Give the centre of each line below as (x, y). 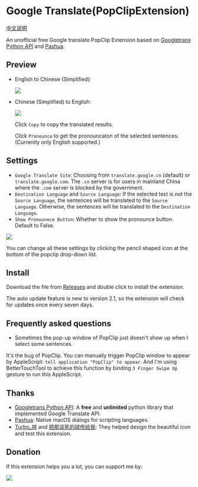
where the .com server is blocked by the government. (79, 187)
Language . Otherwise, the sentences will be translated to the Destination (103, 206)
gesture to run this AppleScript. (44, 374)
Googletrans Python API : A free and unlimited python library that (94, 407)
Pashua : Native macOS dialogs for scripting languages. (82, 420)
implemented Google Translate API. (58, 414)
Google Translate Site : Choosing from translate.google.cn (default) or (102, 175)
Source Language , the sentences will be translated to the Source (91, 200)
